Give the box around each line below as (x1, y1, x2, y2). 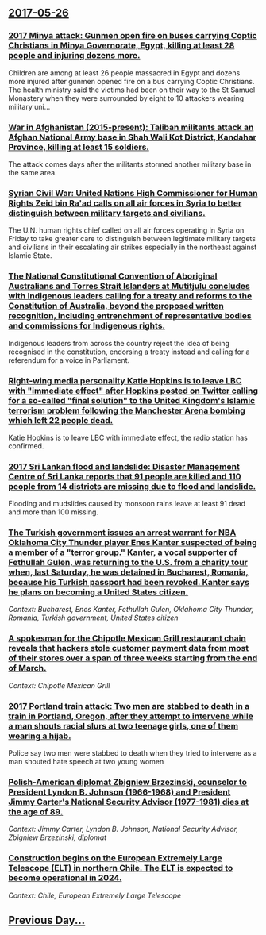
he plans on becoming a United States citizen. (8, 587, 189, 598)
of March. (8, 663, 47, 674)
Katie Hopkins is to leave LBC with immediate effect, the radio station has (8, 433, 248, 442)
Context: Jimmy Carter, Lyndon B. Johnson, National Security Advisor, (8, 825, 239, 834)
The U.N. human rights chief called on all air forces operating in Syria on (8, 225, 245, 235)
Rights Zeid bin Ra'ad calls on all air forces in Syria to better (8, 198, 242, 209)
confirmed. (8, 441, 44, 451)
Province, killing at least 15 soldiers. (8, 141, 149, 152)
